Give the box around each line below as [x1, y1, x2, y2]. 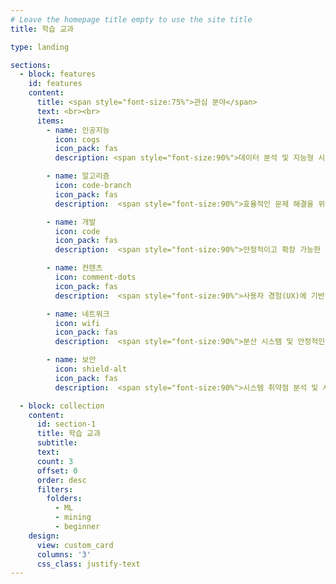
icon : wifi [54, 318, 101, 328]
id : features [28, 79, 83, 89]
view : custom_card [36, 540, 114, 550]
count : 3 [36, 456, 74, 466]
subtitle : [36, 438, 78, 448]
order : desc [36, 475, 87, 485]
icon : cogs [54, 134, 101, 145]
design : [28, 531, 60, 541]
